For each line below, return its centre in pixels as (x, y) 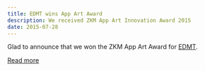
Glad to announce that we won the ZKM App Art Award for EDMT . (102, 47)
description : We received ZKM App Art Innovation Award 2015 (99, 20)
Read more (23, 60)
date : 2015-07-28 (33, 27)
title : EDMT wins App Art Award (55, 14)
